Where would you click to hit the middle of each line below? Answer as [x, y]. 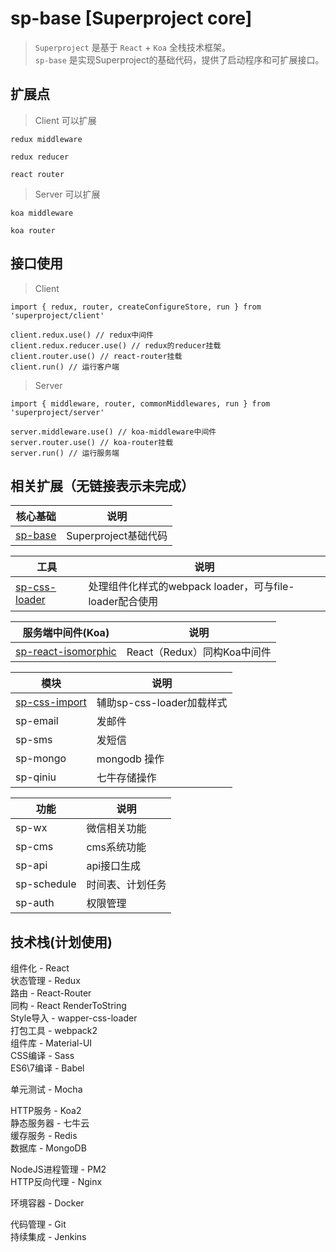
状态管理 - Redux [45, 981]
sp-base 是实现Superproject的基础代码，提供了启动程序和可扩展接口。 [179, 59]
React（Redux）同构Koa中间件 [199, 652]
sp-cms [34, 847]
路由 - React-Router [51, 993]
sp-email [37, 721]
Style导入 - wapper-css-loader [74, 1018]
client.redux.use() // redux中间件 [82, 335]
